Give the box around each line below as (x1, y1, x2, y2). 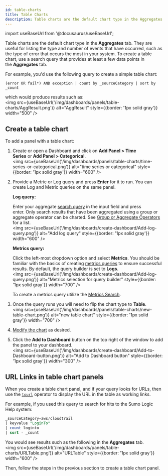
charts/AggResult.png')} (5, 105, 55, 111)
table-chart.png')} (12, 312, 50, 318)
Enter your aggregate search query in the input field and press (12, 204, 141, 210)
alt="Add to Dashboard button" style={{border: (66, 352, 163, 359)
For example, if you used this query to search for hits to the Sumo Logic (5, 401, 153, 407)
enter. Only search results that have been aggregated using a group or (12, 209, 158, 215)
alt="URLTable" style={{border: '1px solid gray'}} (54, 450, 155, 456)
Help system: (5, 406, 33, 412)
